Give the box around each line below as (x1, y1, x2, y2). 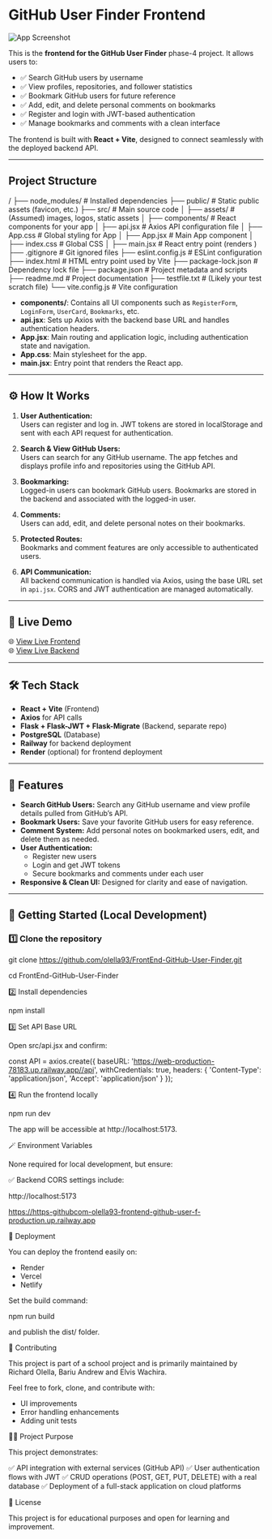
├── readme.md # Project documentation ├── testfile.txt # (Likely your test (8, 273, 262, 283)
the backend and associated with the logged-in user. (19, 493, 197, 504)
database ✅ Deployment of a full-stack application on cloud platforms (8, 1481, 241, 1490)
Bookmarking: (19, 476, 70, 486)
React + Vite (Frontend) (19, 704, 100, 714)
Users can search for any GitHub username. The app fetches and (19, 452, 239, 462)
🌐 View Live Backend (8, 646, 79, 656)
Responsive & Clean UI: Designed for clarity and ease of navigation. (19, 878, 249, 887)
